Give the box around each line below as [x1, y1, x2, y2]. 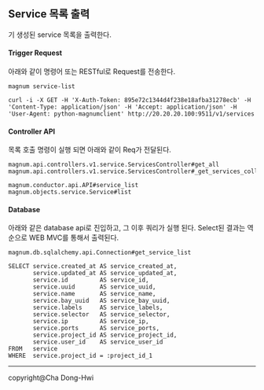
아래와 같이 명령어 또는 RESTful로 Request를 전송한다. [8, 67, 175, 76]
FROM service [8, 345, 58, 353]
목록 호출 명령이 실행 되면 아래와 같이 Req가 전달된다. [8, 145, 171, 155]
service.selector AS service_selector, [32, 311, 170, 318]
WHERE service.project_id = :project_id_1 [8, 352, 153, 360]
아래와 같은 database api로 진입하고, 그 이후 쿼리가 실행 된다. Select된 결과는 [8, 223, 246, 233]
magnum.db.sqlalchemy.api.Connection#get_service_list [8, 248, 192, 257]
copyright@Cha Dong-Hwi [8, 373, 94, 383]
